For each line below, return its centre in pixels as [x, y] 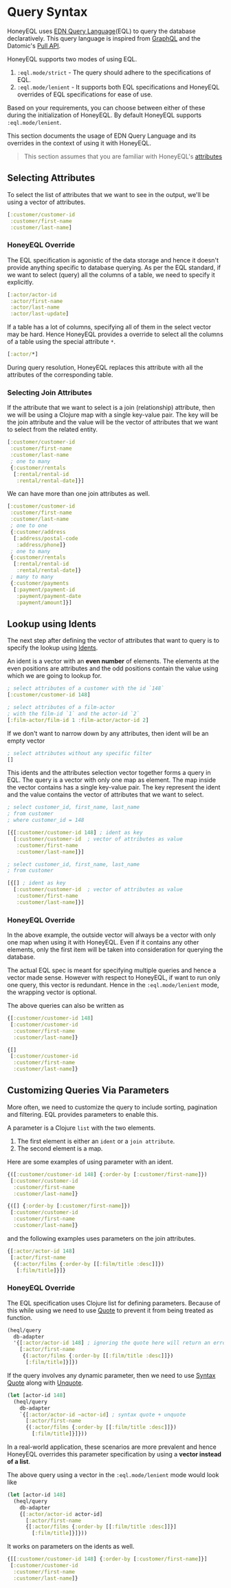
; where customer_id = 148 [46, 821]
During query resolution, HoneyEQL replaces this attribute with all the [105, 368]
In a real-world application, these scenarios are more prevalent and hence [112, 1447]
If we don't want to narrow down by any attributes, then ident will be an [108, 733]
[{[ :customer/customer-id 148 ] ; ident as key [75, 833]
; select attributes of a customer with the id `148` [86, 689]
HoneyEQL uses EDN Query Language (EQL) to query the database [101, 31]
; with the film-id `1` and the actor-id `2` [73, 714]
